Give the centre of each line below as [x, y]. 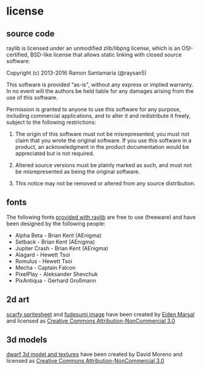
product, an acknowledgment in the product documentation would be [102, 147]
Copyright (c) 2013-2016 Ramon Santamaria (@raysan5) [77, 73]
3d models [27, 340]
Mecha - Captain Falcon [45, 267]
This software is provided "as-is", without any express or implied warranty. [100, 84]
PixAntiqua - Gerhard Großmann [55, 280]
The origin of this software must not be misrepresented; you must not [102, 134]
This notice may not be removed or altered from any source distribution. [105, 183]
